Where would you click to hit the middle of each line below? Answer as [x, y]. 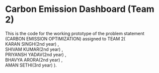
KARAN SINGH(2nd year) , [32, 44]
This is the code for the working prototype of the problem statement [75, 33]
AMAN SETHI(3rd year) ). [31, 65]
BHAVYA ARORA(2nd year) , [34, 60]
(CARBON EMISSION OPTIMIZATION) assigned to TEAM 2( [65, 39]
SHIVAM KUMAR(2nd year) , [34, 49]
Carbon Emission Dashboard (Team [80, 9]
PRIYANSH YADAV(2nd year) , [36, 54]
